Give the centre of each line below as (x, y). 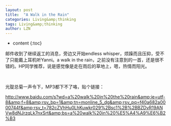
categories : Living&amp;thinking (41, 19)
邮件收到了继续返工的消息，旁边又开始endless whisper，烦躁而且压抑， (80, 54)
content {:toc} (27, 43)
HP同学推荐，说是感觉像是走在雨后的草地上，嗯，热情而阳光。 (84, 66)
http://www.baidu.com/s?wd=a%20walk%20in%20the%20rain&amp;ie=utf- (85, 97)
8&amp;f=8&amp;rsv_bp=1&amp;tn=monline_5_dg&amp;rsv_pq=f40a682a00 (85, 102)
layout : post (19, 10)
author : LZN (18, 29)
